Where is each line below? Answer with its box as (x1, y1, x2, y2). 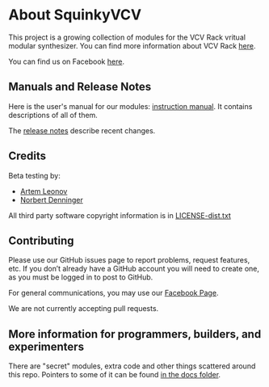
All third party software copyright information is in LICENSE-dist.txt (8, 210, 232, 220)
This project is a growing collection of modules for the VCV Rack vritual (8, 32, 246, 42)
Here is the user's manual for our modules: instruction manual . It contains (8, 101, 253, 111)
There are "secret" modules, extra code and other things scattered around (8, 361, 256, 371)
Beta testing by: (8, 170, 61, 180)
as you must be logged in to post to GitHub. (8, 272, 153, 282)
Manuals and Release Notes (8, 80, 152, 94)
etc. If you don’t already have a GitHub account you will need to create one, (8, 264, 260, 274)
